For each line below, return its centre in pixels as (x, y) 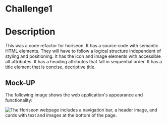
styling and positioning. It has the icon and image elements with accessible (83, 56)
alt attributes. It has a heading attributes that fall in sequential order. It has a (84, 62)
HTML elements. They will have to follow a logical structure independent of (83, 51)
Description (30, 32)
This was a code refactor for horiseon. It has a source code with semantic (82, 46)
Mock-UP (20, 83)
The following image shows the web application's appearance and (74, 95)
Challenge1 (29, 9)
